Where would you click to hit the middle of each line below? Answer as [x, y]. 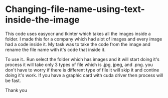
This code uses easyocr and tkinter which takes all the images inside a [78, 33]
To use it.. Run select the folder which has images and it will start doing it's [82, 59]
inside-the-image [43, 20]
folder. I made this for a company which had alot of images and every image [84, 39]
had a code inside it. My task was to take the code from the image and [78, 44]
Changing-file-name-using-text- [75, 9]
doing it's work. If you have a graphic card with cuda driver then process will [84, 75]
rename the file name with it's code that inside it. [55, 49]
